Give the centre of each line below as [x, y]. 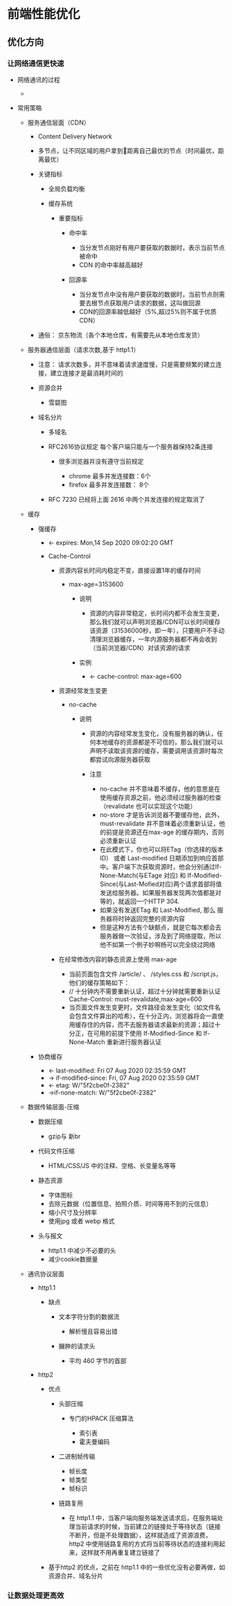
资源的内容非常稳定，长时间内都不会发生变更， [157, 613]
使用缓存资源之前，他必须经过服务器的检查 [161, 797]
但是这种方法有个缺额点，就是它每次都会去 [161, 927]
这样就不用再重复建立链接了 [121, 1552]
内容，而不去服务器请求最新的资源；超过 [157, 1025]
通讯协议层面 [46, 1274]
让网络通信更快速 [36, 63]
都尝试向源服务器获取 [120, 759]
